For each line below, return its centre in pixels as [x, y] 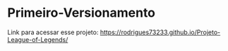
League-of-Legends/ [38, 39]
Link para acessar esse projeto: [53, 32]
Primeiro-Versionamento [82, 13]
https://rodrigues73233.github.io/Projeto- [160, 32]
